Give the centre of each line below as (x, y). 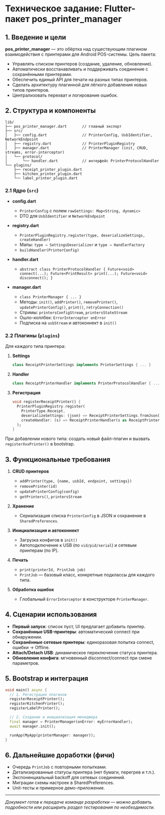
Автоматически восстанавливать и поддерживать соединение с (80, 69)
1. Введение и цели (36, 37)
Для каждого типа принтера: (35, 346)
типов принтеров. (31, 90)
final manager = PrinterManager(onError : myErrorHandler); (71, 722)
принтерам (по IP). (39, 550)
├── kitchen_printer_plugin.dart (48, 174)
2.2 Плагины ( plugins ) (32, 336)
